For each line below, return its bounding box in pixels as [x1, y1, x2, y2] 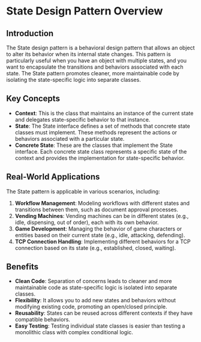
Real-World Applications [6, 172, 100, 182]
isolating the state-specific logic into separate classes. [6, 76, 141, 83]
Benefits [6, 262, 39, 272]
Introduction [6, 28, 54, 39]
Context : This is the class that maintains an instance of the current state [14, 110, 194, 117]
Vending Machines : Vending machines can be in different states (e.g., [14, 212, 189, 219]
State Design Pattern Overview [6, 4, 163, 18]
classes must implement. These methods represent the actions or [14, 128, 178, 136]
